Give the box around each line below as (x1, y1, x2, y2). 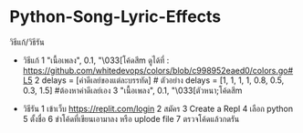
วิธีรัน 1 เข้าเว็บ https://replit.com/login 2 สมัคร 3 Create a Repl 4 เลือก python (22, 103, 294, 114)
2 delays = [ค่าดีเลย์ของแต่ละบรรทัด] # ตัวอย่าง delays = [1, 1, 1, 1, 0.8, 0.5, (34, 75, 285, 86)
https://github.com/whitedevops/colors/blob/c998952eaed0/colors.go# (22, 65, 294, 76)
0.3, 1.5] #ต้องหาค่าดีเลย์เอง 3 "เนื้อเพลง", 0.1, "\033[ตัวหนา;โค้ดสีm (22, 85, 243, 96)
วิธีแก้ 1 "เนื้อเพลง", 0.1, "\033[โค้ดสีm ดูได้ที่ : (22, 55, 170, 66)
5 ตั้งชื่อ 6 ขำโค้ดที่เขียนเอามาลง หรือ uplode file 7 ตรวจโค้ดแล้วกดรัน (22, 113, 240, 124)
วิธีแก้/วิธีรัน (9, 36, 45, 47)
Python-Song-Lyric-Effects (9, 6, 222, 27)
